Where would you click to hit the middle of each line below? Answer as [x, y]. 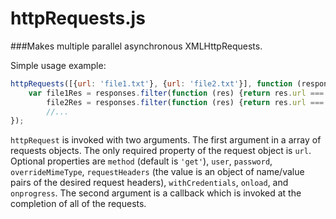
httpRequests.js [78, 18]
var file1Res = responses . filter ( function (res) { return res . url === [176, 93]
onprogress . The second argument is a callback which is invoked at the [156, 193]
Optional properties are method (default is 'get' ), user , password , [141, 161]
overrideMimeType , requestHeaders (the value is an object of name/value [157, 172]
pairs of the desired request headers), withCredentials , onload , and [149, 183]
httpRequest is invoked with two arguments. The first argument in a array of [166, 140]
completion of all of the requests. [78, 204]
